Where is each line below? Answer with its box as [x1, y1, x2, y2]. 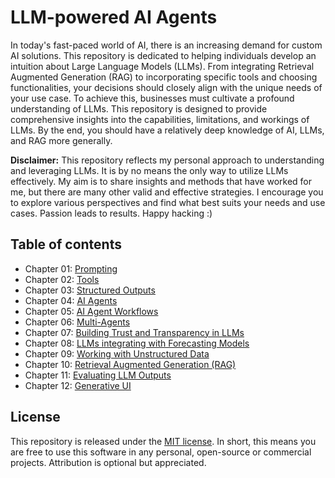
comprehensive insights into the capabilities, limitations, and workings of [10, 113, 310, 125]
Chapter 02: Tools [24, 273, 100, 285]
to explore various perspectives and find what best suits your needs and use [10, 196, 326, 208]
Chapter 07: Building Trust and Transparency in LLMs [24, 326, 245, 338]
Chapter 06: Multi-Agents [24, 316, 131, 328]
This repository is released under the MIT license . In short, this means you [10, 435, 317, 447]
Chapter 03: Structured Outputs [24, 284, 156, 296]
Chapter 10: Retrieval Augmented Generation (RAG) [24, 358, 237, 370]
